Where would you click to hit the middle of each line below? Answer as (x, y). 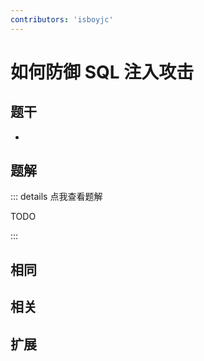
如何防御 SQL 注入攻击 (102, 72)
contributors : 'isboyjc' (62, 19)
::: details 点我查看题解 (56, 197)
